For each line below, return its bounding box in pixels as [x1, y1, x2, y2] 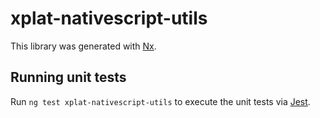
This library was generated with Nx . [10, 40, 157, 52]
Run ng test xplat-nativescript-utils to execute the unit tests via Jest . [10, 95, 311, 107]
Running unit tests [10, 69, 127, 86]
